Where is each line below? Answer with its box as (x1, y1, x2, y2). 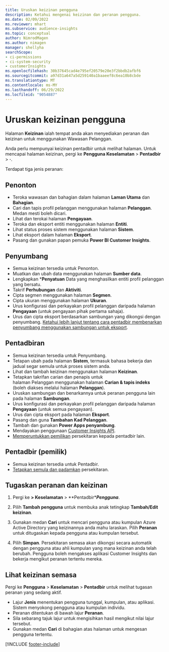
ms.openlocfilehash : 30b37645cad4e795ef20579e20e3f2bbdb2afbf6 (5, 69, 141, 74)
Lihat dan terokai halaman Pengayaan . (12, 216, 93, 222)
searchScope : (5, 50, 33, 55)
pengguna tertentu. (12, 631, 53, 637)
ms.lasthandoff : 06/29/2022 (5, 87, 65, 92)
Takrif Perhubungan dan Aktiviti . (12, 287, 82, 293)
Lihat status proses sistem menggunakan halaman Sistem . (12, 226, 135, 232)
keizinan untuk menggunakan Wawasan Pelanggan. (5, 136, 112, 142)
